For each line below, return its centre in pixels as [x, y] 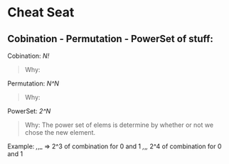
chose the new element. [60, 132]
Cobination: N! [28, 56]
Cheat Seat [41, 12]
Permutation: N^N [33, 83]
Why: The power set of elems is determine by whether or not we [119, 125]
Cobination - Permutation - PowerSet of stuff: [110, 39]
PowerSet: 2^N [29, 111]
